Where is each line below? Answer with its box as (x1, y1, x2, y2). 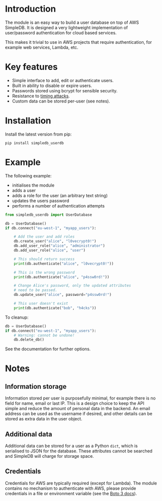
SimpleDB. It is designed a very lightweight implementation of (5, 24, 128, 30)
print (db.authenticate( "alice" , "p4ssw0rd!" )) (14, 275, 110, 279)
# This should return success (14, 257, 75, 261)
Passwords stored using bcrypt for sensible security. (12, 87, 118, 93)
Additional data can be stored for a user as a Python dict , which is (5, 443, 138, 449)
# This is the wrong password (14, 270, 75, 275)
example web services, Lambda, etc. (5, 44, 79, 50)
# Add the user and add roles (14, 234, 75, 239)
